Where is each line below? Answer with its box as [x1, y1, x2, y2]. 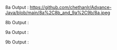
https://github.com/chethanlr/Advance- [29, 5, 112, 10]
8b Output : [5, 20, 29, 25]
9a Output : [5, 29, 29, 35]
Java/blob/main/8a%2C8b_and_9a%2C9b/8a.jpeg [5, 10, 110, 16]
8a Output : [5, 5, 29, 10]
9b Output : [5, 39, 29, 45]
